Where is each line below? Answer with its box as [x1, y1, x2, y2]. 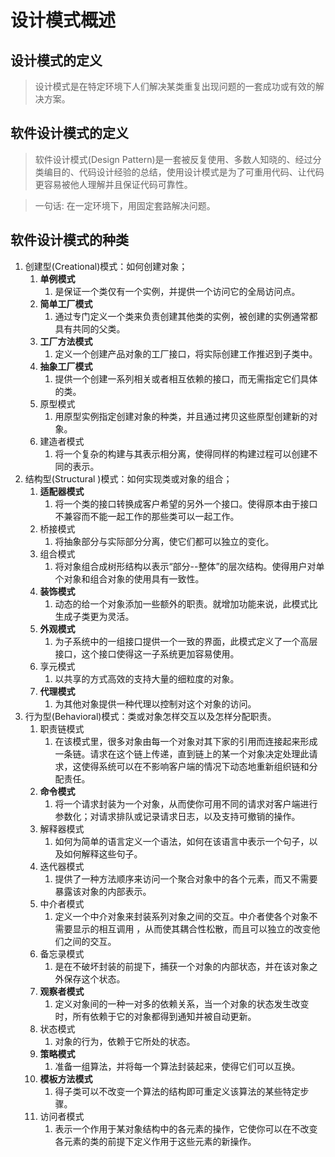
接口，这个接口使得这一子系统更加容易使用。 [54, 647, 240, 660]
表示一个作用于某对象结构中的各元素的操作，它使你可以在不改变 [54, 1122, 318, 1135]
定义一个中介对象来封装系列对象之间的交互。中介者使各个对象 [54, 910, 310, 922]
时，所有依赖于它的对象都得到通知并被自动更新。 [54, 1010, 257, 1022]
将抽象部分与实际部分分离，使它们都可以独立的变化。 [54, 535, 275, 547]
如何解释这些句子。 [63, 847, 143, 860]
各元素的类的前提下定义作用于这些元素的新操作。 [54, 1135, 257, 1147]
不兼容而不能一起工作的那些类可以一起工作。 [54, 510, 240, 522]
